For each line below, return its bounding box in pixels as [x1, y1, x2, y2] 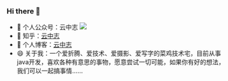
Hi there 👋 [6, 6, 41, 16]
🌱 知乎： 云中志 [16, 31, 60, 40]
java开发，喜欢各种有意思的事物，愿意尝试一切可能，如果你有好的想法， [16, 58, 225, 66]
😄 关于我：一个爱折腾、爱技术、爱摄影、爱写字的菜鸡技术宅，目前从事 [16, 49, 222, 58]
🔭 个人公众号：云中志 [16, 23, 78, 31]
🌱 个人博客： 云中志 [16, 40, 72, 49]
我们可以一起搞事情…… [16, 66, 83, 75]
